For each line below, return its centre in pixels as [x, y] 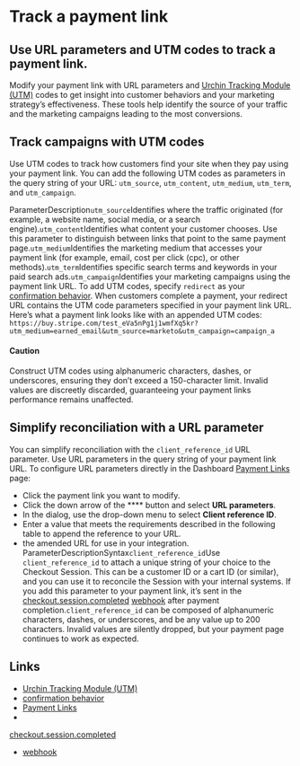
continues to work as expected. [80, 638]
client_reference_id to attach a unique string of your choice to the [146, 562]
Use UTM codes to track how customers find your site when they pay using [149, 163]
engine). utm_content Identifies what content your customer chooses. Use [144, 229]
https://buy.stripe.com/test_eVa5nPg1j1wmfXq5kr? [104, 323]
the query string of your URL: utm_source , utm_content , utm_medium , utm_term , [150, 182]
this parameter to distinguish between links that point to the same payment [148, 238]
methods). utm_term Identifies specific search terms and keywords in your [143, 267]
